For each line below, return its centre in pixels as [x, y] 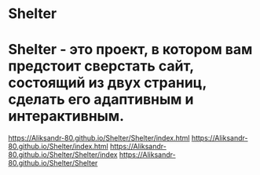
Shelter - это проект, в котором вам [130, 50]
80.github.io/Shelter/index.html [58, 147]
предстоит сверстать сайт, [101, 66]
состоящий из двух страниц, [107, 83]
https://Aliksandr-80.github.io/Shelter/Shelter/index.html [99, 138]
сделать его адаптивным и [101, 100]
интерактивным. [66, 117]
